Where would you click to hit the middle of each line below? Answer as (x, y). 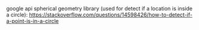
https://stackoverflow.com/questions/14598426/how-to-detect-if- (111, 15)
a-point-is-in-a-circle (32, 21)
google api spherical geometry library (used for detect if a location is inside (99, 9)
